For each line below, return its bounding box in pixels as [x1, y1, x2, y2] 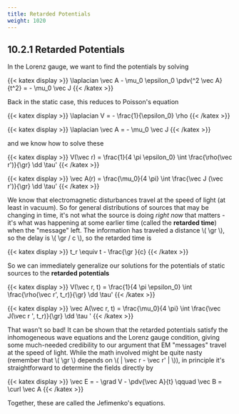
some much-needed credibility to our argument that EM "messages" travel [7, 340, 227, 350]
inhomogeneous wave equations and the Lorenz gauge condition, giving [7, 333, 220, 342]
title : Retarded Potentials [7, 10, 91, 18]
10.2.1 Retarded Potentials [7, 44, 125, 56]
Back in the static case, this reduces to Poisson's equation [7, 98, 179, 106]
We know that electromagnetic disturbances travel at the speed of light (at [7, 196, 226, 204]
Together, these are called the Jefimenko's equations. [7, 399, 166, 408]
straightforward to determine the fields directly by [7, 363, 153, 372]
